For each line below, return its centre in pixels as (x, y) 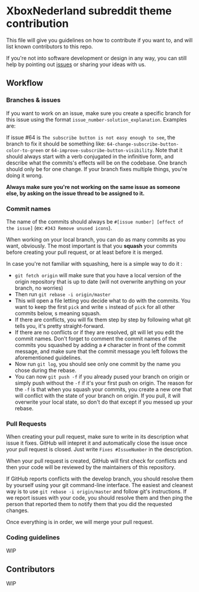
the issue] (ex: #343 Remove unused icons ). (59, 228)
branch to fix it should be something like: (56, 144)
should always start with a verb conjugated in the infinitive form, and (90, 156)
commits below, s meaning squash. (58, 313)
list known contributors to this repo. (50, 47)
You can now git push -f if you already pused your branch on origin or (102, 376)
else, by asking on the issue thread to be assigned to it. (75, 193)
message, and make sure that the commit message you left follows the (101, 351)
